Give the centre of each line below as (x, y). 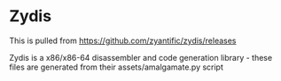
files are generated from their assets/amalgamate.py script (117, 67)
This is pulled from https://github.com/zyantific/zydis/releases (123, 40)
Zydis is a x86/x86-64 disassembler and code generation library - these (141, 57)
